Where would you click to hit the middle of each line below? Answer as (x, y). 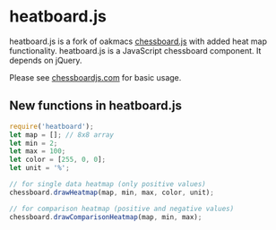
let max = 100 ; (38, 151)
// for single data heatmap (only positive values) (108, 184)
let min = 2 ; (34, 143)
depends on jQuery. (46, 60)
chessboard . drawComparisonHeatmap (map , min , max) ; (106, 217)
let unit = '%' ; (39, 168)
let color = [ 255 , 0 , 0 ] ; (57, 160)
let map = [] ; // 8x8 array (62, 135)
